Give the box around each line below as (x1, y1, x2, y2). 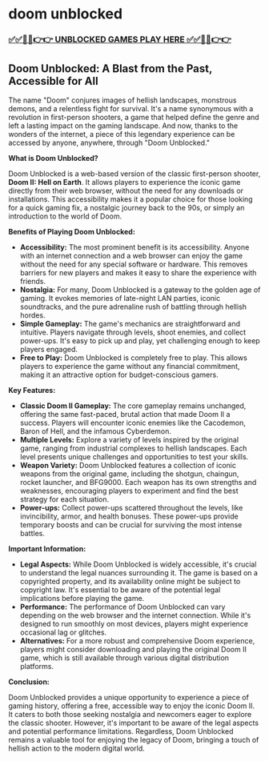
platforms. (19, 661, 54, 671)
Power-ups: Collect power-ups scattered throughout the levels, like (19, 503, 243, 512)
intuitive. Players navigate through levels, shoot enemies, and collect (19, 327, 247, 337)
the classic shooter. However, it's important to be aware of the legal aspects (8, 718, 259, 727)
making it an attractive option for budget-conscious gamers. (19, 370, 219, 379)
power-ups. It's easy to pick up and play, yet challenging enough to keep (19, 335, 260, 345)
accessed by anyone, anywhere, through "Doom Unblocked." (8, 138, 211, 147)
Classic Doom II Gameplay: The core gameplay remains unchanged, (19, 401, 247, 411)
